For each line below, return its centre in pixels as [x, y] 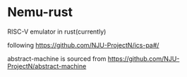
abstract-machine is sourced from [57, 58]
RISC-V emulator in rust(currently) [57, 31]
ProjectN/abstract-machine [47, 66]
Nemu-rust [40, 12]
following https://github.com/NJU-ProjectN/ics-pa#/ [83, 45]
